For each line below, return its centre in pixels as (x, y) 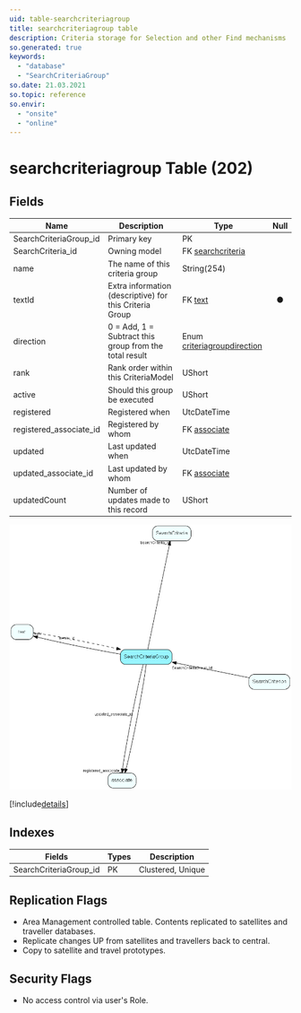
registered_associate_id (57, 429)
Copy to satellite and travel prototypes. (94, 950)
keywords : (28, 57)
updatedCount (40, 500)
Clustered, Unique (172, 869)
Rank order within (140, 368)
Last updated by (138, 468)
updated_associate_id (53, 473)
